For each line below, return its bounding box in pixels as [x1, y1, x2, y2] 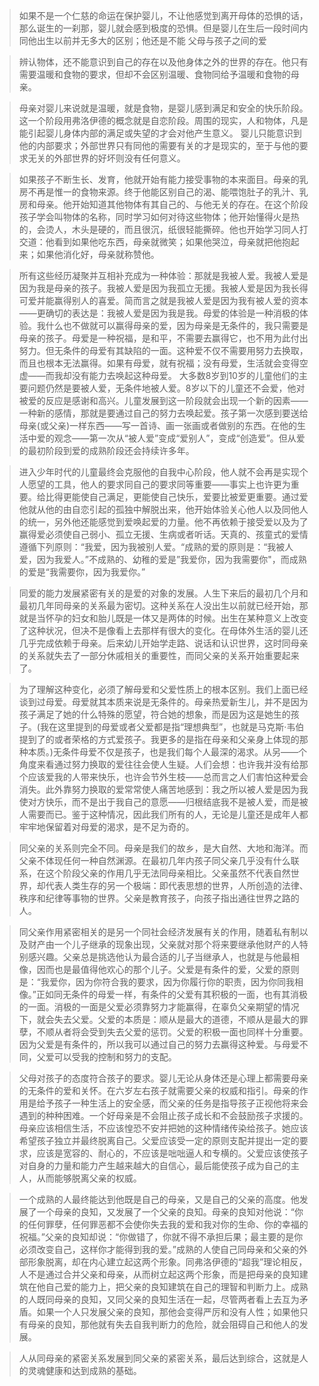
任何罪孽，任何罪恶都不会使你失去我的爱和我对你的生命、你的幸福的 [27, 1219, 309, 1230]
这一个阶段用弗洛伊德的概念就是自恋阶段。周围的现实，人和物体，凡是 [18, 115, 309, 126]
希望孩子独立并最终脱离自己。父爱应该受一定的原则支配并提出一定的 [18, 1135, 300, 1146]
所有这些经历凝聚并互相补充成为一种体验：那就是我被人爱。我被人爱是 [18, 270, 309, 281]
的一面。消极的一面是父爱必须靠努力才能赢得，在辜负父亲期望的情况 [18, 1001, 300, 1013]
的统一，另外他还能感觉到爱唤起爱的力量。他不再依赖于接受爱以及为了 [18, 516, 309, 528]
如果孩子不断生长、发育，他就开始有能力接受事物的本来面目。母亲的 [18, 174, 300, 185]
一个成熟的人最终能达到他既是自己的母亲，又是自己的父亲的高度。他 [18, 1194, 300, 1205]
